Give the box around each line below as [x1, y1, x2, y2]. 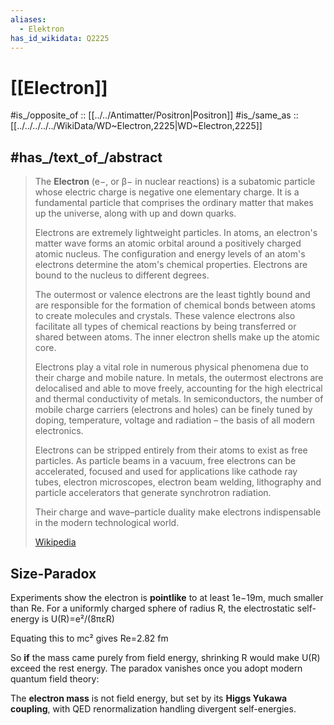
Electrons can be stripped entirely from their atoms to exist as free [34, 444, 308, 456]
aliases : [10, 14, 47, 25]
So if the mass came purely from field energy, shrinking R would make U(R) [10, 651, 321, 663]
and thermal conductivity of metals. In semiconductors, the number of [34, 393, 324, 405]
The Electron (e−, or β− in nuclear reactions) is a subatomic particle [34, 176, 316, 188]
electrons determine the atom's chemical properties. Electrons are [34, 259, 308, 271]
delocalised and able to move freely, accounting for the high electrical [34, 382, 323, 395]
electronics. [34, 425, 84, 437]
